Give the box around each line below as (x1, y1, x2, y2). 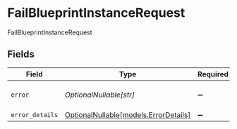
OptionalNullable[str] (64, 90, 135, 100)
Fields (7, 48, 35, 60)
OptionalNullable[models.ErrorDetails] (64, 110, 191, 120)
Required (197, 69, 229, 79)
